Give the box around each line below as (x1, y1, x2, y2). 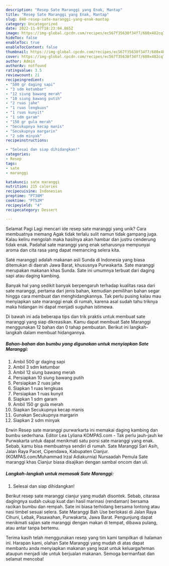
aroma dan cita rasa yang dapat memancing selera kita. (6, 247, 120, 253)
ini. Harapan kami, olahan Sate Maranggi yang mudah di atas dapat (6, 540, 144, 546)
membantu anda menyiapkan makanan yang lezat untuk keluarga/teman (6, 545, 155, 551)
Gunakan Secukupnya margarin (13, 412, 78, 418)
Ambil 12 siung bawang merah (13, 369, 76, 375)
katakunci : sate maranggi (6, 179, 60, 185)
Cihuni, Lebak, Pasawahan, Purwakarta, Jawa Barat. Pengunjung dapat (6, 514, 152, 520)
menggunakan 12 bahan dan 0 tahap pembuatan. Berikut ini (6, 324, 129, 330)
